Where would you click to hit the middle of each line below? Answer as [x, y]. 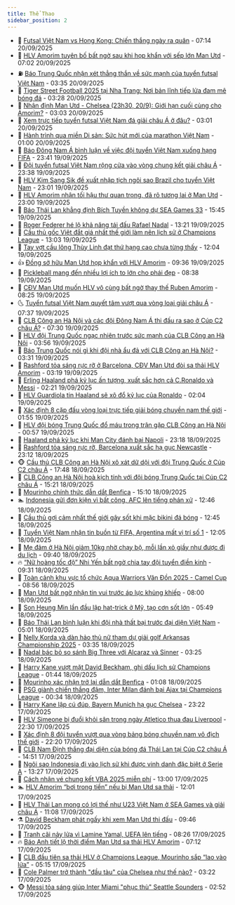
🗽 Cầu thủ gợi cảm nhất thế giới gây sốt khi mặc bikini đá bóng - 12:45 [119, 517]
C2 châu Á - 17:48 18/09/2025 [61, 469]
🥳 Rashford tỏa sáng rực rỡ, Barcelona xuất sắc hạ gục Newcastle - [115, 447]
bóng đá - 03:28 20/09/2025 [59, 98]
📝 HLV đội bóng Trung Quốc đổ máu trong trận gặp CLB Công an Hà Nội [122, 425]
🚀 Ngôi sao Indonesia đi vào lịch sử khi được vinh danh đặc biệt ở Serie [120, 764]
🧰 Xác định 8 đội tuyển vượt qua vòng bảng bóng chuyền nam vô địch [118, 734]
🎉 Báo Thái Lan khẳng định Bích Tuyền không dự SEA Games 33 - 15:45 [121, 210]
